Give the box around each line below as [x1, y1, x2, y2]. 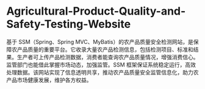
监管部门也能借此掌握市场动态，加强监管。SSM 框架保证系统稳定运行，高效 [6, 61, 196, 68]
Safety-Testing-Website [6, 17, 131, 31]
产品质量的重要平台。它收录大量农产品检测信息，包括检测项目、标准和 [16, 46, 193, 53]
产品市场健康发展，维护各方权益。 [6, 76, 92, 84]
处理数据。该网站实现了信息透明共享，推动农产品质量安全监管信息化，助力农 [6, 68, 199, 76]
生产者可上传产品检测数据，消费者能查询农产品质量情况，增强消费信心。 [16, 53, 199, 60]
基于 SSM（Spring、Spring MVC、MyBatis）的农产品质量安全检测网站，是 [6, 38, 193, 45]
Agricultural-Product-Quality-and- [6, 4, 186, 18]
